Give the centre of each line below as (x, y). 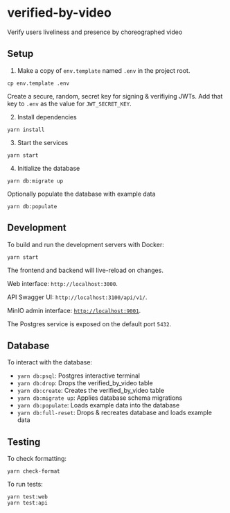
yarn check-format (34, 471)
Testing (24, 442)
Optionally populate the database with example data (81, 194)
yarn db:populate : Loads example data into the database (98, 405)
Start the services (43, 142)
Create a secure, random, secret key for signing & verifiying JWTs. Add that (115, 96)
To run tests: (25, 485)
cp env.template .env (38, 83)
